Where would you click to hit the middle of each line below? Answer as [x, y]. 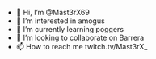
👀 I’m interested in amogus [60, 21]
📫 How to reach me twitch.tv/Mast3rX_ [82, 47]
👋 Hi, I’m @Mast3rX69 [53, 12]
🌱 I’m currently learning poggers [70, 29]
